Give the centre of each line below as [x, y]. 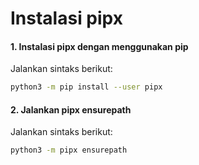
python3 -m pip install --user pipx [86, 87]
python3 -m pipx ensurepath [69, 150]
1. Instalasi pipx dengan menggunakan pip [99, 46]
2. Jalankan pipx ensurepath [71, 109]
